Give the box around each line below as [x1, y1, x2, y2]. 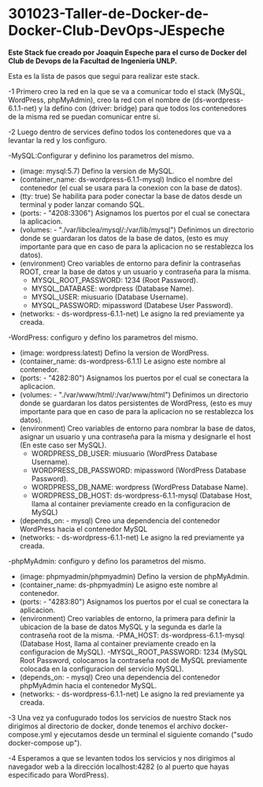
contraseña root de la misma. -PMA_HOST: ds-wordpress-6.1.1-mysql [19, 630, 245, 640]
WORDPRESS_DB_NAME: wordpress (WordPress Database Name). [31, 482, 248, 491]
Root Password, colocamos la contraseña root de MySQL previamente [19, 655, 248, 665]
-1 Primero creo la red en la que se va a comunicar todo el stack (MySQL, [8, 86, 246, 96]
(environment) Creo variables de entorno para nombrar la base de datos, [19, 424, 256, 433]
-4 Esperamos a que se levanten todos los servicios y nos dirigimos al [8, 753, 235, 763]
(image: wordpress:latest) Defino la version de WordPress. [19, 348, 209, 357]
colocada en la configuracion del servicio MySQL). [19, 664, 184, 673]
